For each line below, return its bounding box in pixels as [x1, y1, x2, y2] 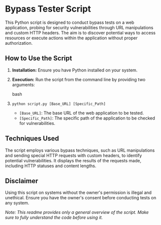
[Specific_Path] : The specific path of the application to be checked [19, 115, 155, 121]
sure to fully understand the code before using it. [5, 215, 103, 221]
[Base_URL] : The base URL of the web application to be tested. [19, 110, 144, 116]
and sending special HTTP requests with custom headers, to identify [5, 152, 142, 158]
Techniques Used [5, 135, 59, 143]
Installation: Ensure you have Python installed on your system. [12, 67, 138, 73]
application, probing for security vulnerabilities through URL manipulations [5, 24, 154, 30]
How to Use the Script [5, 54, 72, 63]
